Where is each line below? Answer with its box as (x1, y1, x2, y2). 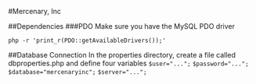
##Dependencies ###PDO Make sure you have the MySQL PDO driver (8, 22, 235, 30)
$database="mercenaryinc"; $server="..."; (8, 68, 147, 76)
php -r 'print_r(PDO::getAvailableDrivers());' (8, 37, 167, 44)
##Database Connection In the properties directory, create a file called (8, 51, 236, 59)
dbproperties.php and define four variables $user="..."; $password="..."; (8, 58, 249, 68)
